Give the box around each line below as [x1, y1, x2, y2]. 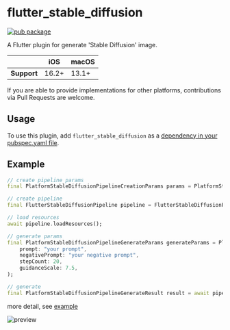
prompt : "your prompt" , [19, 245, 88, 253]
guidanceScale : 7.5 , [19, 265, 78, 272]
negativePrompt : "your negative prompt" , [19, 252, 139, 259]
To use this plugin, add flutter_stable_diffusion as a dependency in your [7, 131, 218, 140]
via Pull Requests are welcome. [7, 93, 95, 101]
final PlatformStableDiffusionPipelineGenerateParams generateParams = [7, 239, 216, 246]
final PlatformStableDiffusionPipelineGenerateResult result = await [7, 290, 210, 296]
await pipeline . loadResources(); [7, 220, 103, 227]
